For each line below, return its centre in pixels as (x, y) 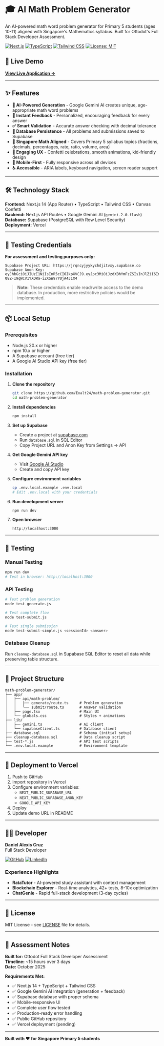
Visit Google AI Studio (41, 464)
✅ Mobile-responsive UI (36, 1002)
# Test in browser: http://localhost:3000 (49, 576)
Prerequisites (21, 335)
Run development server (38, 501)
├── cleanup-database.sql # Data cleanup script (65, 737)
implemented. (31, 298)
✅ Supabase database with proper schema (55, 997)
